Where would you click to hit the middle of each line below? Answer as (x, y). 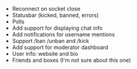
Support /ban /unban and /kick (51, 41)
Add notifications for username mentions (63, 34)
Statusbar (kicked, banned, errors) (55, 15)
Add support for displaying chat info (57, 28)
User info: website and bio (45, 54)
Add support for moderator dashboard (60, 47)
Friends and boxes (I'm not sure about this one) (72, 60)
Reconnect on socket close (46, 9)
